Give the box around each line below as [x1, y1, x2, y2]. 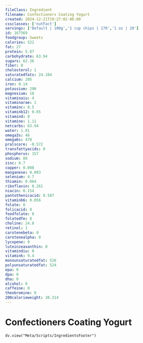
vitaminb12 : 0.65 [5, 109, 41, 115]
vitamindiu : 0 [5, 249, 35, 254]
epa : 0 [5, 267, 19, 272]
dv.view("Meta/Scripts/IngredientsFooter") [5, 333, 97, 338]
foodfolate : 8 [5, 212, 35, 217]
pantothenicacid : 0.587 [5, 193, 55, 198]
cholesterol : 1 [5, 68, 37, 73]
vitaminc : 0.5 [5, 105, 35, 110]
